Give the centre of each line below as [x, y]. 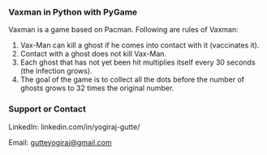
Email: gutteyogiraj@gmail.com [60, 142]
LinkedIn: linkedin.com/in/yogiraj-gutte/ [74, 127]
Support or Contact [47, 109]
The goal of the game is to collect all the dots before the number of [132, 80]
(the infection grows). [56, 71]
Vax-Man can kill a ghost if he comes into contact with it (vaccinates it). [140, 45]
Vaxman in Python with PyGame [73, 12]
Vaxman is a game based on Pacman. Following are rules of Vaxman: [124, 30]
